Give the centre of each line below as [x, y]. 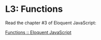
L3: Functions [34, 9]
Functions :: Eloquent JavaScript [38, 32]
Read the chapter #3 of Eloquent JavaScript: [51, 23]
